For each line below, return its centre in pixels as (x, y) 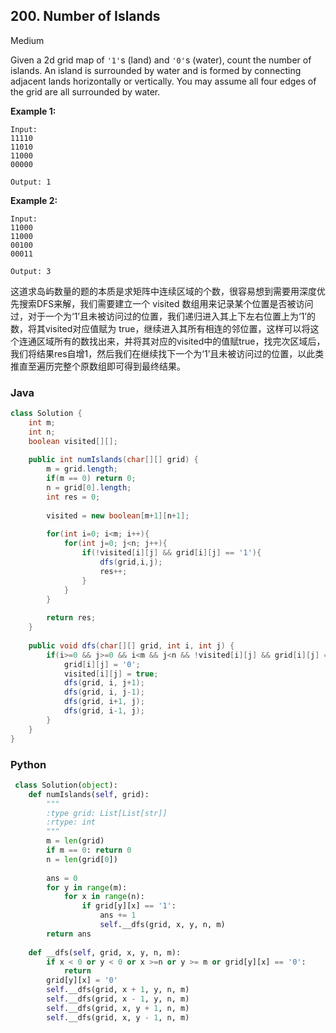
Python (28, 764)
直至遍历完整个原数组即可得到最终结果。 (102, 366)
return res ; (71, 618)
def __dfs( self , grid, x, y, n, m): (105, 952)
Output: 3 (31, 271)
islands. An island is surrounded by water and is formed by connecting (156, 70)
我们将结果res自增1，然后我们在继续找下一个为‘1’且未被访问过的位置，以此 (163, 353)
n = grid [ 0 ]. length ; (89, 488)
